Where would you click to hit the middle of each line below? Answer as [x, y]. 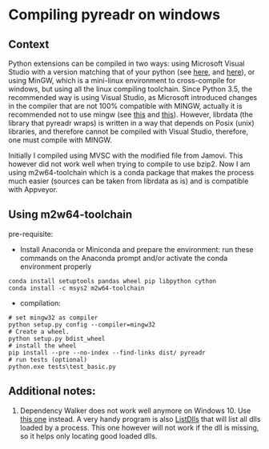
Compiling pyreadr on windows [114, 15]
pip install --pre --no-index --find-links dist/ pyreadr [107, 353]
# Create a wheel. [39, 331]
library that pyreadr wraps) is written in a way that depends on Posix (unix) [131, 123]
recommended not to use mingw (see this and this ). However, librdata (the [131, 114]
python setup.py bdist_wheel [57, 339]
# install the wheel [43, 346]
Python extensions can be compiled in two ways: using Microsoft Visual [127, 63]
